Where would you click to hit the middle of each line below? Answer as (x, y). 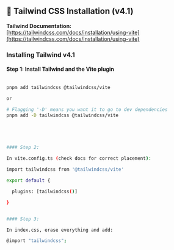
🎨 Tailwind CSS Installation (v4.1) (70, 11)
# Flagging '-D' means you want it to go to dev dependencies (87, 109)
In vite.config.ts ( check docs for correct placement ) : (79, 159)
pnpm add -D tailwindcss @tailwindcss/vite (63, 115)
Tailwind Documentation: (39, 26)
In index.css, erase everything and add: (60, 230)
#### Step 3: (23, 219)
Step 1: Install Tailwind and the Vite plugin (60, 69)
